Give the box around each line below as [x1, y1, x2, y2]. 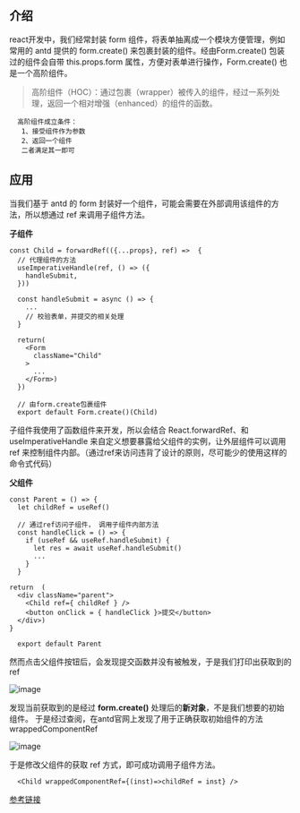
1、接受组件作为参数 [21, 126, 86, 136]
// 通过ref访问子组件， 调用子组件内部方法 [17, 520, 159, 529]
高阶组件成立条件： [17, 117, 78, 126]
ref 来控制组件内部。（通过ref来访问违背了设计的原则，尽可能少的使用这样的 [9, 447, 287, 458]
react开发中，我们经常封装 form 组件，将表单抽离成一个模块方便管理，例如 [9, 34, 286, 45]
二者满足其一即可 [21, 146, 75, 155]
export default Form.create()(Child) [17, 407, 159, 416]
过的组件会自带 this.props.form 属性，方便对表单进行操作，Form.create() [9, 56, 278, 67]
